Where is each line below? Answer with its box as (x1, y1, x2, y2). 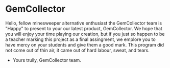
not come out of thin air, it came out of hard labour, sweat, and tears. (5, 47, 150, 53)
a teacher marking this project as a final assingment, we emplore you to (5, 36, 156, 42)
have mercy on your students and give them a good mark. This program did (5, 41, 164, 48)
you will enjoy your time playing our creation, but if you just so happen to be (5, 31, 165, 37)
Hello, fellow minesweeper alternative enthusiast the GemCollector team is (5, 20, 162, 26)
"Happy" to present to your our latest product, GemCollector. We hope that (5, 25, 162, 31)
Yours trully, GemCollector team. (12, 57, 82, 63)
